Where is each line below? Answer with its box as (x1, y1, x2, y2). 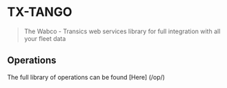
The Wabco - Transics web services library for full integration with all (23, 27, 221, 35)
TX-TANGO (7, 4, 72, 20)
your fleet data (23, 34, 66, 42)
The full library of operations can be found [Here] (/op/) (7, 73, 166, 81)
